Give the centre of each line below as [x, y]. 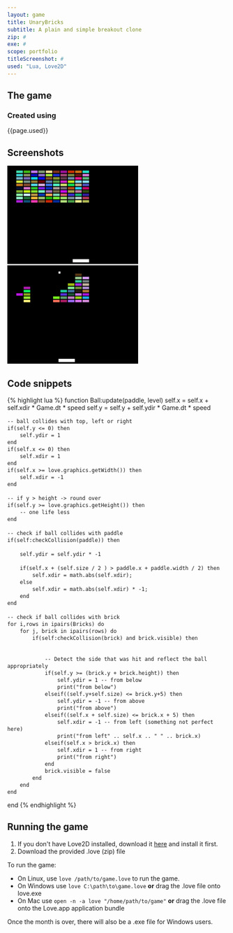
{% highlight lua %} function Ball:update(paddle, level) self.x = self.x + [108, 400]
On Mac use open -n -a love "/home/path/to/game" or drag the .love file [122, 900]
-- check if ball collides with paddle [65, 534]
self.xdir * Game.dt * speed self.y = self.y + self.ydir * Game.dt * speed [109, 408]
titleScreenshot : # [36, 59]
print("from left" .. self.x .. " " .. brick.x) [129, 736]
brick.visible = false [77, 771]
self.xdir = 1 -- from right [99, 750]
